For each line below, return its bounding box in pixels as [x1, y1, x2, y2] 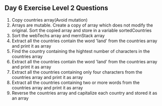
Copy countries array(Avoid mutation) [11, 17, 88, 23]
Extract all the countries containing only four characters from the [11, 69, 142, 75]
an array [11, 95, 29, 101]
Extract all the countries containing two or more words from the [11, 79, 140, 85]
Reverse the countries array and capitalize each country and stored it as [11, 90, 158, 96]
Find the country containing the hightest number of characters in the [11, 48, 150, 54]
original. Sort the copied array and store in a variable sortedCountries [11, 27, 152, 33]
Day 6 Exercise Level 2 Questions [4, 4, 108, 12]
